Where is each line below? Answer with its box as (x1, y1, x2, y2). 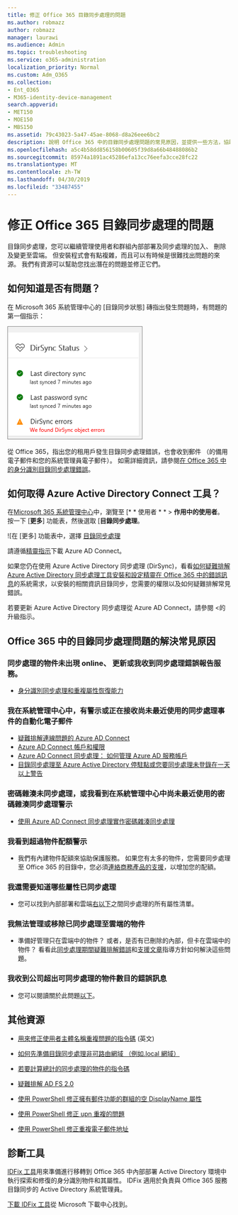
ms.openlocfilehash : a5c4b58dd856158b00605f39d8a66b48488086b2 (7, 146, 198, 153)
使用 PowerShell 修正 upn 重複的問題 (17, 1109, 125, 1118)
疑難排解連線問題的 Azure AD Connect (17, 734, 130, 743)
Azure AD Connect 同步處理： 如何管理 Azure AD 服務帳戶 (17, 752, 188, 760)
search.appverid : (7, 101, 59, 109)
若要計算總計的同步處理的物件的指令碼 (17, 1064, 130, 1072)
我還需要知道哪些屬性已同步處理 (7, 882, 117, 892)
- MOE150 (7, 116, 33, 123)
